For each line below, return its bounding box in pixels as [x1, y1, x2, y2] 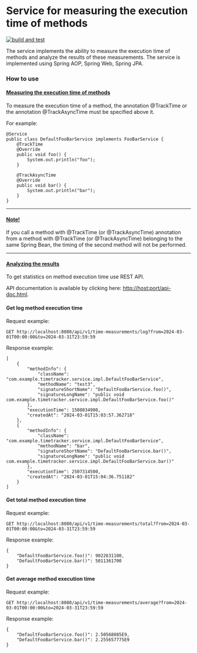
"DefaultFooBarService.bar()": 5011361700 [16, 558, 122, 564]
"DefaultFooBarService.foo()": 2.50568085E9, [16, 632, 130, 638]
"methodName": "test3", [37, 381, 96, 387]
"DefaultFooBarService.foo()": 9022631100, [16, 553, 125, 558]
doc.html [6, 291, 28, 298]
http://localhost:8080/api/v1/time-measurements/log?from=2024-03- [16, 329, 185, 335]
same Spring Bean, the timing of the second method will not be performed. [6, 241, 187, 248]
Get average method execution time [6, 575, 96, 583]
